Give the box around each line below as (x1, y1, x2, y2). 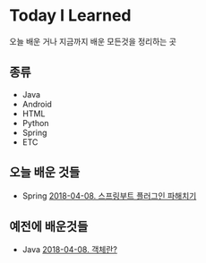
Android (21, 98, 52, 109)
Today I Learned (9, 5, 132, 26)
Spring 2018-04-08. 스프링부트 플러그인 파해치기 (21, 190, 197, 201)
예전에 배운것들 (9, 218, 89, 233)
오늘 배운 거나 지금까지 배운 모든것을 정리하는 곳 (9, 36, 177, 47)
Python (21, 117, 49, 128)
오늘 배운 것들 (9, 165, 81, 180)
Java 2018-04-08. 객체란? (21, 244, 118, 255)
